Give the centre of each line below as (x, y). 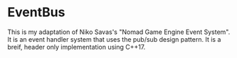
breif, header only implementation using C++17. (77, 47)
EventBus (36, 12)
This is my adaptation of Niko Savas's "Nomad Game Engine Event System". (119, 32)
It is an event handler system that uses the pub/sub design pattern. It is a (114, 39)
